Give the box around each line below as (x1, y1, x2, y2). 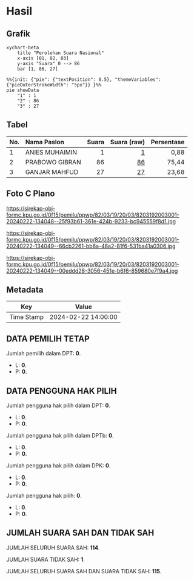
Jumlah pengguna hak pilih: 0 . (6, 492, 82, 500)
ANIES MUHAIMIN (25, 148, 78, 156)
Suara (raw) (110, 138, 145, 146)
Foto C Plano (6, 189, 55, 199)
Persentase (150, 138, 185, 146)
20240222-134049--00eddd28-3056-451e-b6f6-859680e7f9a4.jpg (6, 267, 178, 274)
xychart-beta (6, 44, 39, 51)
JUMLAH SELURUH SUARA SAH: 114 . (6, 543, 100, 551)
